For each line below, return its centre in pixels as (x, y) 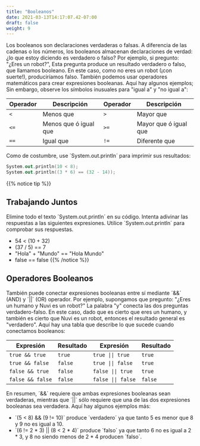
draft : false (22, 23)
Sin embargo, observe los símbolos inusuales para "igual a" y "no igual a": (97, 89)
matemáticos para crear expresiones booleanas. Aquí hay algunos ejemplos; (100, 83)
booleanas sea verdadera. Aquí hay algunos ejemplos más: (78, 406)
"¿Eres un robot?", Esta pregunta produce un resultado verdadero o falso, (96, 64)
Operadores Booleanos (50, 278)
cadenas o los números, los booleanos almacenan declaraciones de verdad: (99, 52)
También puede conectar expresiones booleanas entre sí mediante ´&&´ (94, 293)
